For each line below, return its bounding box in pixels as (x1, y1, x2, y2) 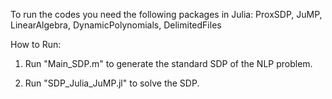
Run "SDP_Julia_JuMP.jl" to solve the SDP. (24, 77, 200, 89)
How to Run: (10, 39, 62, 50)
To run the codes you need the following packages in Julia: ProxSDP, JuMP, (10, 9, 323, 20)
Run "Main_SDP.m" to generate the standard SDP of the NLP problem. (24, 58, 313, 69)
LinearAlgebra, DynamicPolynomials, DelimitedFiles (10, 19, 222, 31)
